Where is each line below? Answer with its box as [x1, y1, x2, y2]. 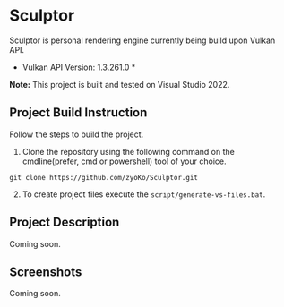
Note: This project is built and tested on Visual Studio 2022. [9, 79, 230, 90]
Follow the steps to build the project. [9, 129, 144, 140]
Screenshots [9, 264, 82, 279]
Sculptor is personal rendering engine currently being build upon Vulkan [9, 35, 276, 46]
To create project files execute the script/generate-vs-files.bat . [22, 189, 266, 200]
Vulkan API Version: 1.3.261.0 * [22, 62, 136, 72]
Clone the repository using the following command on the [22, 146, 235, 157]
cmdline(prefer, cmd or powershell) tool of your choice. [22, 156, 227, 166]
